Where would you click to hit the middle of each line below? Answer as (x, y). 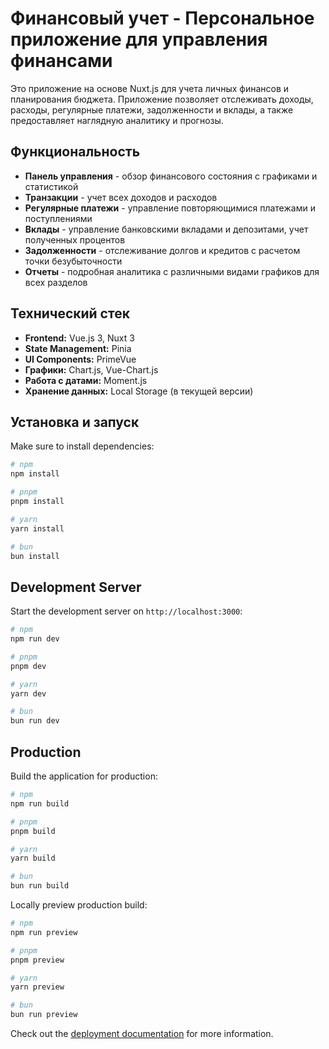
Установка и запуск (75, 422)
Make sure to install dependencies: (82, 446)
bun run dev (35, 721)
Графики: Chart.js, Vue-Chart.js (91, 369)
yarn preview (37, 987)
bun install (35, 556)
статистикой (51, 186)
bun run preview (44, 1015)
